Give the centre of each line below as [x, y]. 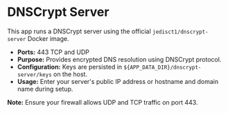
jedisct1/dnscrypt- [181, 32]
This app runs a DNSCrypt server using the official [79, 31]
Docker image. [48, 38]
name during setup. [45, 89]
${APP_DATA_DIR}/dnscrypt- [163, 67]
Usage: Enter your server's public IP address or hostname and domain [118, 81]
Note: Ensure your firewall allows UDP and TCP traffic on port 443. [103, 102]
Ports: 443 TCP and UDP [53, 52]
